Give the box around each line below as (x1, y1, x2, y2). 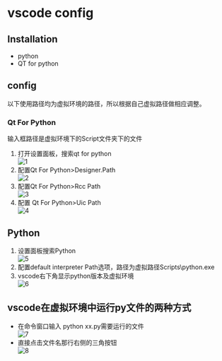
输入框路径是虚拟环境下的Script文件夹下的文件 (7, 134, 143, 143)
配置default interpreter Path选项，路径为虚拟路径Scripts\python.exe (17, 263, 215, 271)
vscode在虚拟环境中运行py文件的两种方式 (7, 302, 192, 314)
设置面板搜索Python (17, 246, 76, 255)
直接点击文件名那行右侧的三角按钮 (17, 338, 117, 347)
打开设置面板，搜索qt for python (17, 150, 112, 158)
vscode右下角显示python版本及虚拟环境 (17, 271, 134, 280)
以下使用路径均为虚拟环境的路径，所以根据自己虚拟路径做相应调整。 (7, 99, 206, 107)
